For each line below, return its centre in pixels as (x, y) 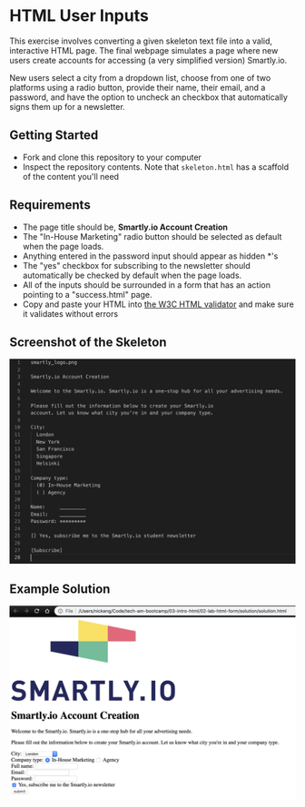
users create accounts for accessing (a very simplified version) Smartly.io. (148, 60)
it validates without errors (70, 313)
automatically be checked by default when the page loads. (132, 275)
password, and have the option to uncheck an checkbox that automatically (149, 97)
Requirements (50, 205)
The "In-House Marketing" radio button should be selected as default (152, 236)
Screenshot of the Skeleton (88, 342)
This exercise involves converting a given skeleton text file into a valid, (141, 41)
